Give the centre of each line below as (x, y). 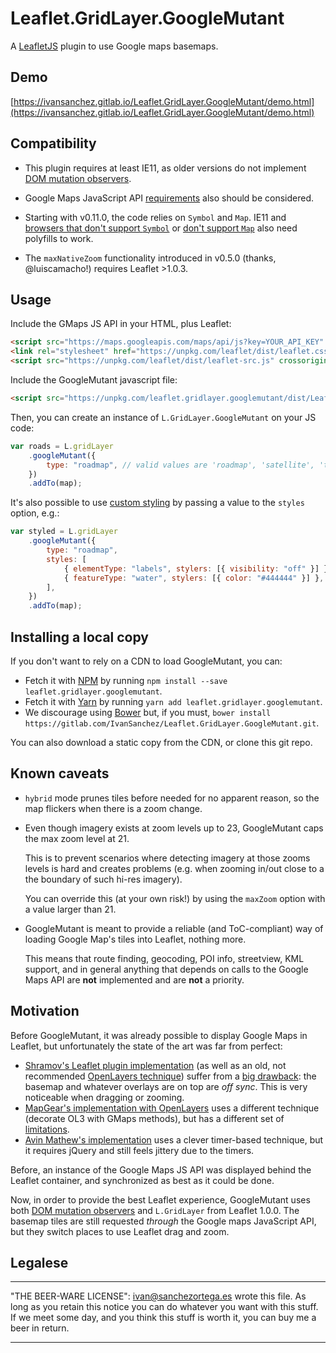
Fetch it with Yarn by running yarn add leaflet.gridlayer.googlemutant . (173, 701)
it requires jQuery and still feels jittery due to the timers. (139, 1150)
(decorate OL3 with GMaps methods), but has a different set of (154, 1118)
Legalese (39, 1262)
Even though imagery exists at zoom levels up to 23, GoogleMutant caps (174, 828)
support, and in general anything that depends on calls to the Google (166, 969)
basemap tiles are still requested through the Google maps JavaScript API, (163, 1221)
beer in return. (40, 1328)
